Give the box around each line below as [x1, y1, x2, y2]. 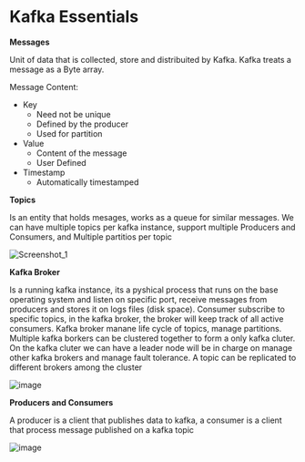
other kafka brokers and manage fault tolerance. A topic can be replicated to [9, 352, 297, 363]
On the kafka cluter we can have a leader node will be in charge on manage [9, 342, 293, 353]
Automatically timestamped [36, 176, 139, 188]
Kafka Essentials [9, 6, 139, 27]
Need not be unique [36, 108, 111, 119]
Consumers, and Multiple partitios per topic [9, 231, 173, 242]
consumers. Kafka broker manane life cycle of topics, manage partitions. [9, 323, 282, 334]
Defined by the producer [36, 118, 129, 129]
